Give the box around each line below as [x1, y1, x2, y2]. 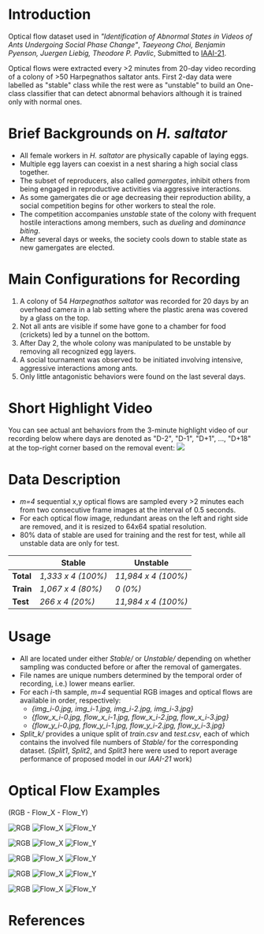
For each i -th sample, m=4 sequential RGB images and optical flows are [19, 687, 253, 696]
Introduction [8, 6, 91, 24]
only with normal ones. [8, 97, 83, 106]
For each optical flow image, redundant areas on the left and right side [19, 513, 248, 523]
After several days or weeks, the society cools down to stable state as [19, 234, 247, 243]
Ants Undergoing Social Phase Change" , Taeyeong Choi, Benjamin [8, 39, 226, 49]
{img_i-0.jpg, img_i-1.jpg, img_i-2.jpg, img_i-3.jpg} [31, 703, 194, 713]
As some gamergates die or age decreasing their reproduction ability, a [19, 192, 251, 202]
